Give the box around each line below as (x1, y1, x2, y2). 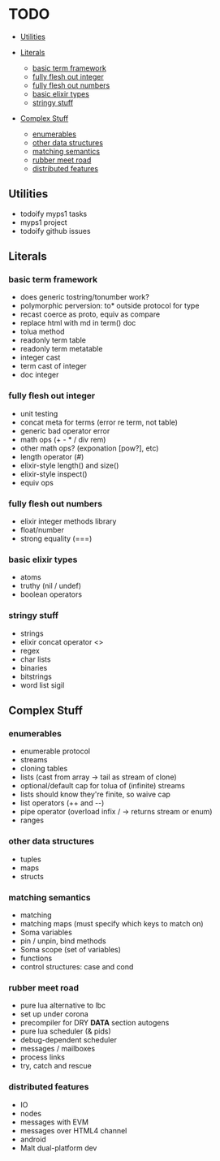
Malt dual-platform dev (19, 1142, 97, 1153)
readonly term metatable (19, 344, 103, 354)
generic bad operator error (19, 425, 110, 435)
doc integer (19, 370, 59, 380)
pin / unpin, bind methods (19, 935, 107, 946)
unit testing (19, 408, 58, 418)
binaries (19, 663, 48, 672)
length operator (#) (19, 451, 84, 461)
